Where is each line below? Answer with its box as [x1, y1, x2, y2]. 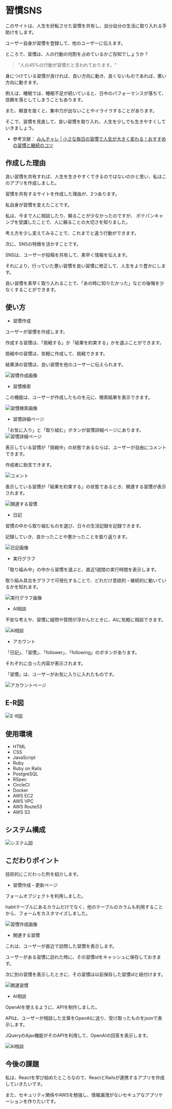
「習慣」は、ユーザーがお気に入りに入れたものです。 [5, 671, 117, 677]
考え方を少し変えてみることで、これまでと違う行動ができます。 [5, 230, 139, 236]
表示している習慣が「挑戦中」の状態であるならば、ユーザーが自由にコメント [5, 444, 167, 450]
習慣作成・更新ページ [12, 882, 58, 888]
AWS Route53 [12, 804, 42, 810]
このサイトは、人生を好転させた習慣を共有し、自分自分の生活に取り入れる [5, 23, 162, 29]
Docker [12, 787, 29, 793]
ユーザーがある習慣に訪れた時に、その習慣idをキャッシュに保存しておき [5, 954, 157, 960]
